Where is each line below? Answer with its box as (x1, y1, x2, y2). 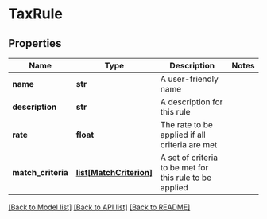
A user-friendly (160, 73, 219, 84)
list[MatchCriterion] (75, 167, 153, 178)
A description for (160, 96, 223, 108)
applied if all (160, 129, 206, 140)
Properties (8, 37, 62, 50)
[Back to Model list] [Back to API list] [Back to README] (8, 202, 191, 212)
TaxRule (8, 5, 64, 23)
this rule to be (160, 172, 212, 183)
